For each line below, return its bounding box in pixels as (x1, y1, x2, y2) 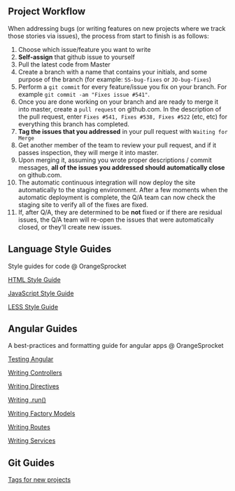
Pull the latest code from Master (17, 60, 111, 69)
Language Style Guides (8, 243, 112, 255)
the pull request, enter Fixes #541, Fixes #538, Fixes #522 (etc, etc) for (17, 112, 228, 121)
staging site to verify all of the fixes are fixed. (17, 200, 149, 209)
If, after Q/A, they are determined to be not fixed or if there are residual (17, 208, 222, 216)
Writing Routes (8, 423, 51, 431)
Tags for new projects (8, 476, 71, 484)
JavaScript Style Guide (8, 289, 74, 297)
